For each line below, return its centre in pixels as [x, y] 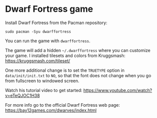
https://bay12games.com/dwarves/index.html [51, 110]
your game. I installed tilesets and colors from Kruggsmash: [65, 56]
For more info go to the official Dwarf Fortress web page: [63, 105]
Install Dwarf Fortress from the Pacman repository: [56, 23]
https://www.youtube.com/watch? [118, 90]
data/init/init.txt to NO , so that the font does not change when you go [78, 75]
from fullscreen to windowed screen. [42, 81]
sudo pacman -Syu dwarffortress [38, 31]
